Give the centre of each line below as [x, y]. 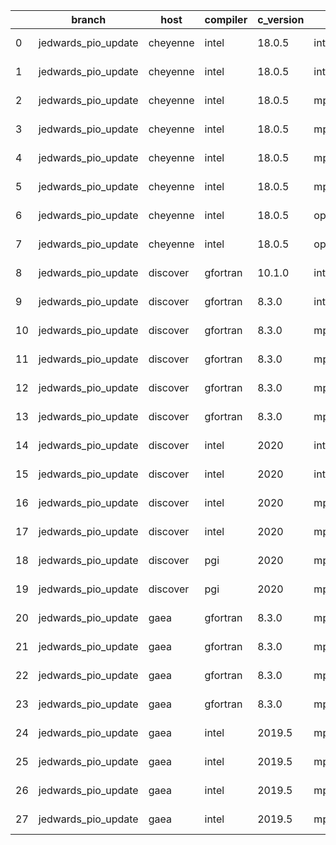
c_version [281, 19]
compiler [226, 19]
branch [89, 19]
